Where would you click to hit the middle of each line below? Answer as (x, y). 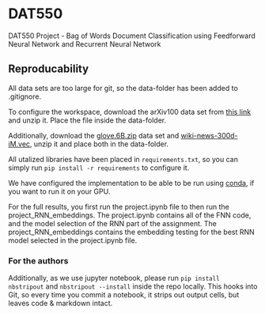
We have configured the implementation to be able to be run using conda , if (131, 183)
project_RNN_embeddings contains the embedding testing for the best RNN (131, 232)
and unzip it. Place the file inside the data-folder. (87, 120)
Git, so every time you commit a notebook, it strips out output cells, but (124, 295)
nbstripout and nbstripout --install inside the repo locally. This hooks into (133, 286)
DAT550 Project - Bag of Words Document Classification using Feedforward (132, 36)
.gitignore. (25, 96)
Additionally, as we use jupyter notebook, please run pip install (114, 278)
